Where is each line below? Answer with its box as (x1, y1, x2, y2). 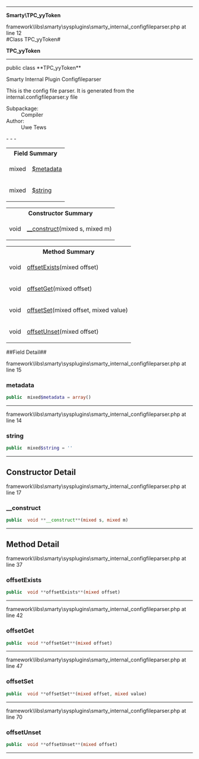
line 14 (6, 417, 22, 424)
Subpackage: (6, 105, 38, 112)
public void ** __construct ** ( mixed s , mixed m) (6, 517, 129, 524)
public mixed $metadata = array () (6, 395, 92, 401)
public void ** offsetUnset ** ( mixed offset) (6, 741, 118, 747)
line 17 (6, 489, 22, 496)
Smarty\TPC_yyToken (6, 12, 61, 18)
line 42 (6, 612, 23, 619)
